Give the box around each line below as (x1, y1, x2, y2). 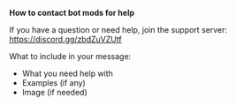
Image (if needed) (21, 87, 88, 97)
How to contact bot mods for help (9, 8, 135, 18)
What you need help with (21, 68, 113, 79)
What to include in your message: (9, 51, 132, 61)
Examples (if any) (21, 78, 86, 87)
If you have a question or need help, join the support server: (9, 25, 228, 34)
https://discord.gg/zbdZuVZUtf (9, 34, 122, 44)
